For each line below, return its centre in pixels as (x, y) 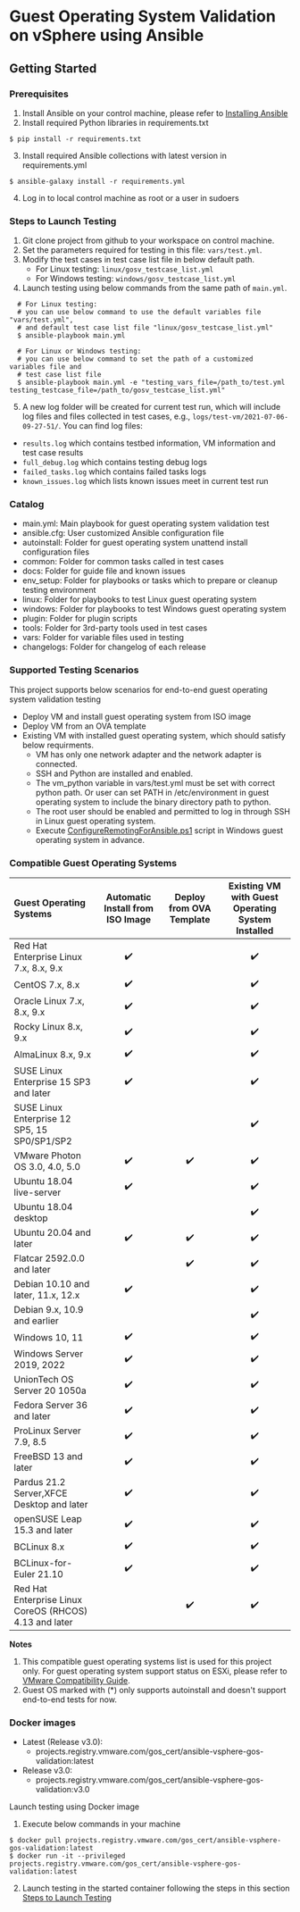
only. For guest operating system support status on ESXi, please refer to (154, 1671)
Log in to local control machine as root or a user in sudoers (130, 197)
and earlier (37, 1321)
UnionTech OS (44, 1380)
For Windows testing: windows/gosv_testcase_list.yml (136, 279)
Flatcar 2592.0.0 (49, 1258)
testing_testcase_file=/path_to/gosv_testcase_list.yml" (117, 390)
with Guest (254, 898)
